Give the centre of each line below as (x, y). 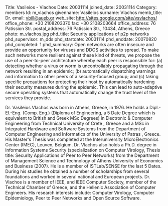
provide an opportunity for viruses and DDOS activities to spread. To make (82, 50)
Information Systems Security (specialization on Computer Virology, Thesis (83, 150)
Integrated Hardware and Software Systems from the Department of (75, 129)
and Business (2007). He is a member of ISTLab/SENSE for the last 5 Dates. (83, 166)
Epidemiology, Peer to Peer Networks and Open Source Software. (73, 198)
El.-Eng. (13, 113)
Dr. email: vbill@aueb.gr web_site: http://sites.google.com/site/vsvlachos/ (81, 18)
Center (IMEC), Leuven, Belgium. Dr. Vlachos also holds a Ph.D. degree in (81, 145)
